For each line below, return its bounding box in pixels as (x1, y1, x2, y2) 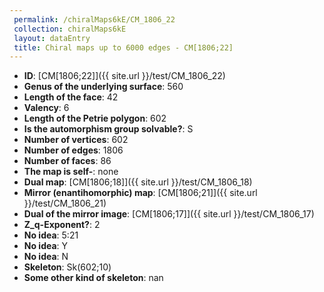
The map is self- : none (23, 166, 119, 178)
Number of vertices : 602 (23, 134, 129, 146)
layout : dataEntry (13, 33, 91, 43)
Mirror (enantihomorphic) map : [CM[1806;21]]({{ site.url (23, 187, 258, 199)
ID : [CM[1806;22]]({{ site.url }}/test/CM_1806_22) (23, 70, 226, 82)
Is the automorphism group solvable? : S (23, 123, 194, 135)
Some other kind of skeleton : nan (23, 272, 164, 284)
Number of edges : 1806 (23, 144, 124, 156)
